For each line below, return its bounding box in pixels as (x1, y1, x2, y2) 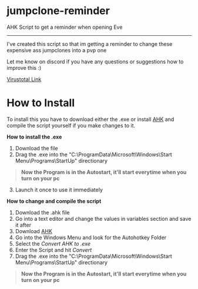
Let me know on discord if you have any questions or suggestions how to (6, 58, 184, 65)
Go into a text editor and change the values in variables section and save (15, 215, 192, 222)
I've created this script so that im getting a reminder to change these (6, 40, 173, 48)
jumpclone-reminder (6, 4, 110, 18)
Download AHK (15, 227, 52, 234)
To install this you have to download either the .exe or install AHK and (6, 116, 174, 123)
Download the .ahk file (15, 209, 70, 216)
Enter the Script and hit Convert (15, 246, 92, 253)
